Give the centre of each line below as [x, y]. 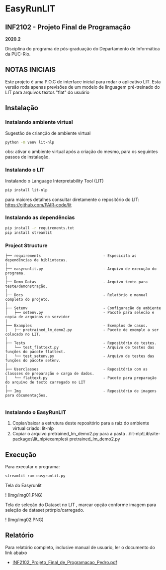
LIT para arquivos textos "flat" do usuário [47, 92]
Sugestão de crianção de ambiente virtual [48, 133]
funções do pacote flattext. [35, 352]
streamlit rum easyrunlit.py [35, 476]
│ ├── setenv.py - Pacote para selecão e [80, 312]
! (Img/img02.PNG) [24, 520]
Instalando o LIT [25, 170]
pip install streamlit [29, 232]
